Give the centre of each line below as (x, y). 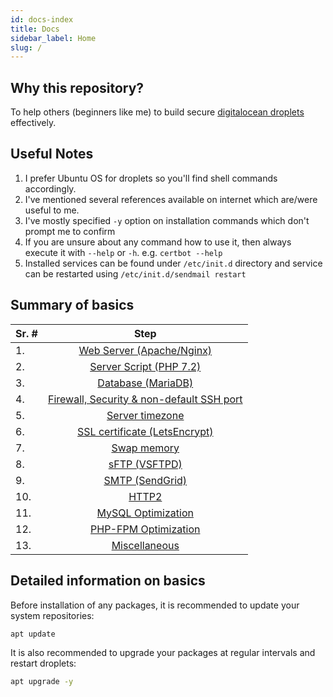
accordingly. (50, 188)
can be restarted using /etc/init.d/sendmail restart (135, 273)
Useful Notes (52, 154)
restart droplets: (43, 663)
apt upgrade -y (42, 682)
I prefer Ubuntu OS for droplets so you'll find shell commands (151, 178)
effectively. (33, 123)
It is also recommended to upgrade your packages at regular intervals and (163, 653)
